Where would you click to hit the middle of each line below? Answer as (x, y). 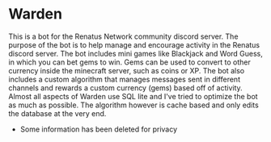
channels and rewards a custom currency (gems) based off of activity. (125, 88)
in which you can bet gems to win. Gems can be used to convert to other (129, 62)
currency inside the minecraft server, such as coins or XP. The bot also (127, 70)
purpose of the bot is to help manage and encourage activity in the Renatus (134, 44)
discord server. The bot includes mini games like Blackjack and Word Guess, (135, 53)
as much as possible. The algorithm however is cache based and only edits (133, 105)
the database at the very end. (57, 113)
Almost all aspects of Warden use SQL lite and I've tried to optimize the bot (133, 96)
